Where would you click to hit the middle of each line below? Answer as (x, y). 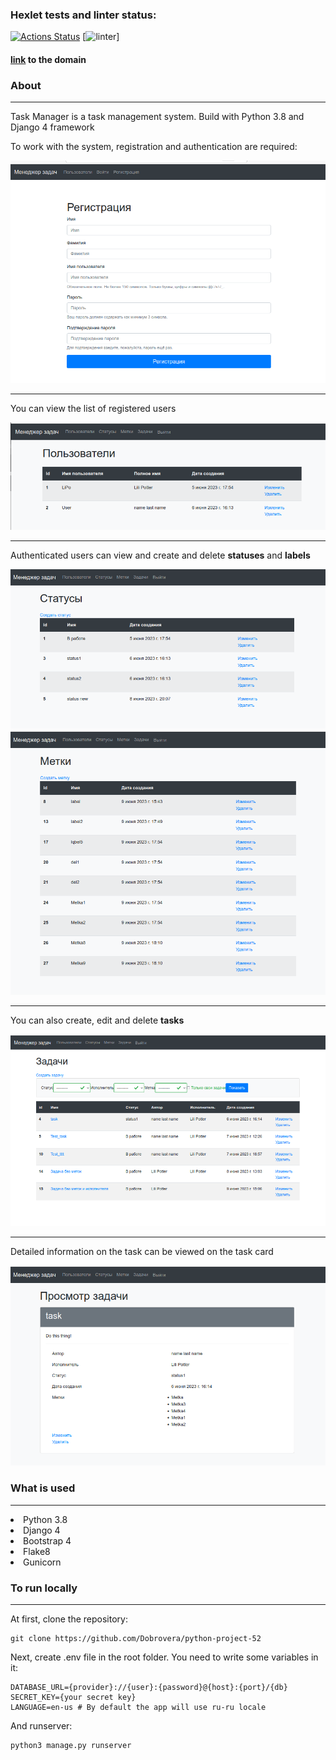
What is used (43, 1488)
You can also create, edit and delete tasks (97, 1020)
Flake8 (37, 1551)
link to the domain (48, 59)
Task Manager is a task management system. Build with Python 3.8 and (157, 117)
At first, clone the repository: (69, 1619)
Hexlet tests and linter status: (83, 15)
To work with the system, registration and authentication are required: (154, 147)
